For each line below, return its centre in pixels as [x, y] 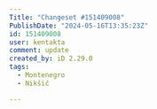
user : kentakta [37, 42]
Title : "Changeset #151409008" [67, 17]
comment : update [39, 51]
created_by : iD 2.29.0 [51, 58]
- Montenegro [41, 75]
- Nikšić [33, 83]
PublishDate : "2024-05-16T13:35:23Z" [79, 26]
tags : [19, 67]
